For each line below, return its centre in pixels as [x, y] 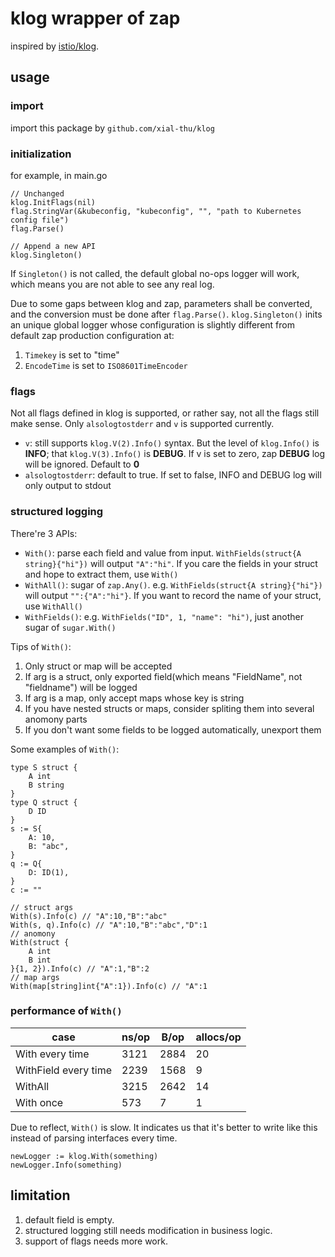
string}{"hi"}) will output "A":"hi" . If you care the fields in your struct [171, 563]
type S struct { [44, 767]
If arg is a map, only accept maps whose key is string [134, 698]
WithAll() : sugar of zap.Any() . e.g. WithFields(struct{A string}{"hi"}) [173, 584]
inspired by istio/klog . [55, 46]
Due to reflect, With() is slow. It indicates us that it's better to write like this [164, 1127]
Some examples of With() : [65, 749]
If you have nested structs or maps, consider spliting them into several [169, 708]
